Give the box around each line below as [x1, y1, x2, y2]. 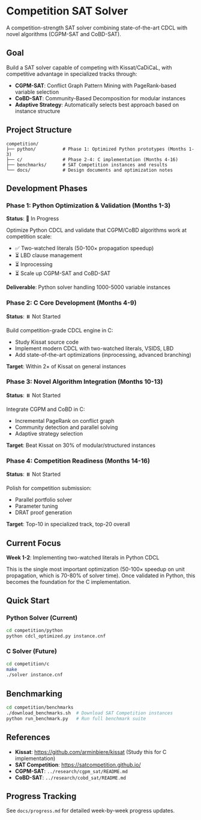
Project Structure [6, 125, 72, 135]
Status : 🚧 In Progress [6, 215, 59, 222]
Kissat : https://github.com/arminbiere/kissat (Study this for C [14, 748, 167, 755]
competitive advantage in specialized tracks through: [6, 70, 137, 77]
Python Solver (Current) [6, 614, 78, 622]
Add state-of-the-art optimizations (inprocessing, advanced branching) [14, 351, 192, 358]
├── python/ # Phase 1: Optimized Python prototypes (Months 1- [6, 146, 195, 152]
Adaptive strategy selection [14, 430, 83, 437]
